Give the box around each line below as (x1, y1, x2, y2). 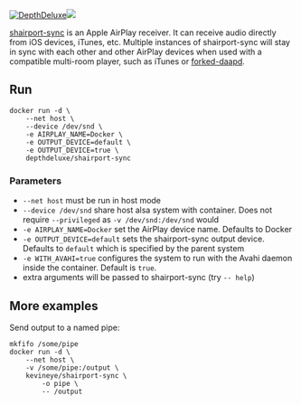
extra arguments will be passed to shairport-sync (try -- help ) (22, 272, 255, 283)
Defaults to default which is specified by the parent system (22, 243, 245, 254)
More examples (9, 298, 99, 314)
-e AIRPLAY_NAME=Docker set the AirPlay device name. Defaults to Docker (22, 224, 292, 235)
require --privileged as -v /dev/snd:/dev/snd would (22, 214, 220, 225)
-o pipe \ (42, 379, 79, 388)
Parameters (9, 174, 61, 187)
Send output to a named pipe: (9, 322, 120, 333)
